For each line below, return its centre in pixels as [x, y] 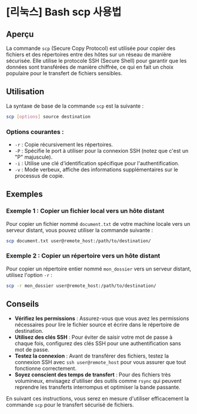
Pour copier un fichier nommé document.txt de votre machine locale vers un [98, 223]
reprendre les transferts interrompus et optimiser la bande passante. [97, 387]
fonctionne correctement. [46, 368]
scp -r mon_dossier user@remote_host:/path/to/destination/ [81, 286]
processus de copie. [39, 176]
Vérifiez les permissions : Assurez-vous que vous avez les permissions [102, 318]
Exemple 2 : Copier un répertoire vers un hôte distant [83, 256]
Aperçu [20, 34]
